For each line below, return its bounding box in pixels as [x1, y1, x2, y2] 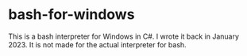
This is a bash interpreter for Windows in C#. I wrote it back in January [8, 32, 240, 41]
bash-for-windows [8, 6, 135, 24]
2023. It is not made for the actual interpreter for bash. [8, 39, 187, 49]
